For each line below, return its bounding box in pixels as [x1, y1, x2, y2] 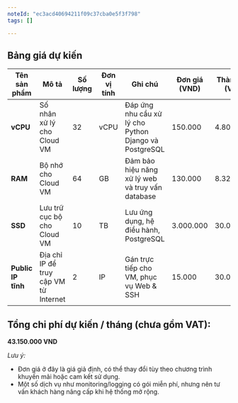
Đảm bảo [125, 156, 156, 166]
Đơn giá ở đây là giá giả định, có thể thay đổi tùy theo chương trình [17, 365, 212, 373]
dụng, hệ [125, 216, 154, 226]
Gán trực [125, 255, 154, 265]
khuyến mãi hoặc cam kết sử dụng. [17, 372, 120, 381]
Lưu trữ [39, 203, 64, 213]
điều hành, [125, 225, 161, 235]
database [125, 192, 157, 201]
